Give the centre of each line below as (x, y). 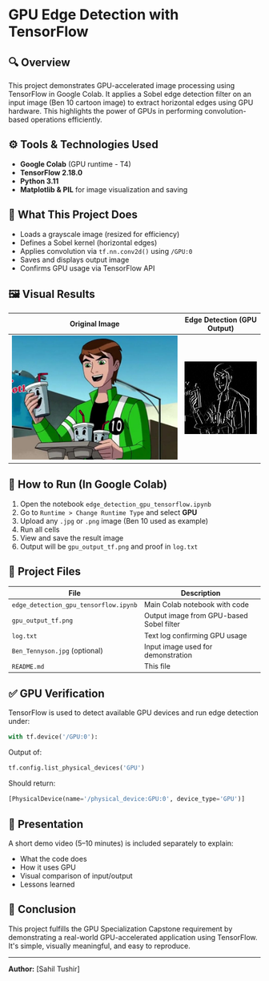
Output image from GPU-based (196, 616)
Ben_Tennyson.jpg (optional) (58, 651)
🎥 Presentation (46, 824)
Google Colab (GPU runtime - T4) (76, 164)
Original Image (94, 324)
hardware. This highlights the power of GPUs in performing (106, 111)
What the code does (53, 858)
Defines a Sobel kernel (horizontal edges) (88, 243)
